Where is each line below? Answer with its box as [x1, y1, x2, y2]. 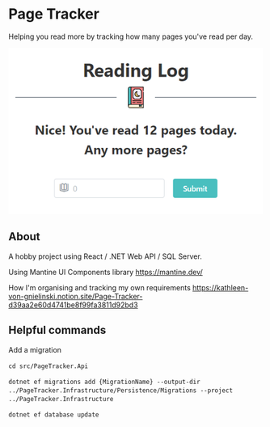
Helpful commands [8, 323, 107, 337]
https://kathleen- [192, 282, 249, 292]
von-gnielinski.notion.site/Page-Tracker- [8, 291, 143, 301]
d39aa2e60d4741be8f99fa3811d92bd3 [8, 300, 139, 310]
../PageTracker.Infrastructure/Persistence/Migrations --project [8, 386, 233, 395]
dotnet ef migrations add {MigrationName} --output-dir [8, 378, 200, 386]
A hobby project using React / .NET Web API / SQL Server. [8, 252, 202, 261]
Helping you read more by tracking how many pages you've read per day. [8, 32, 253, 41]
